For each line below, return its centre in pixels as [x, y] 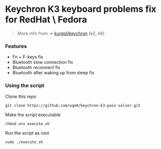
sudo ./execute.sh [24, 142]
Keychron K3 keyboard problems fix [81, 9]
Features [16, 46]
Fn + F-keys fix [28, 57]
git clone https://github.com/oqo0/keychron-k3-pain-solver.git [73, 105]
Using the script [25, 86]
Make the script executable [33, 114]
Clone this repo [21, 96]
